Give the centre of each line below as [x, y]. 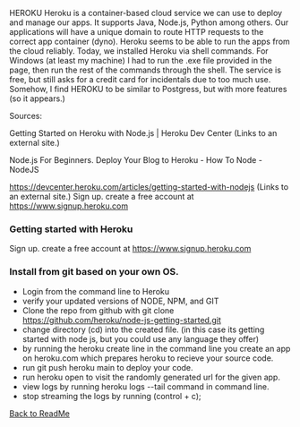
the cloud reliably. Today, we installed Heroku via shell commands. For [139, 51]
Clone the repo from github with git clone [98, 310]
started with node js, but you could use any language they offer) [141, 338]
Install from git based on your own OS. [94, 272]
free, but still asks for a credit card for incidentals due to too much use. [140, 79]
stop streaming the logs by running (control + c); [111, 396]
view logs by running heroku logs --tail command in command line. [146, 386]
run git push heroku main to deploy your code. [108, 367]
